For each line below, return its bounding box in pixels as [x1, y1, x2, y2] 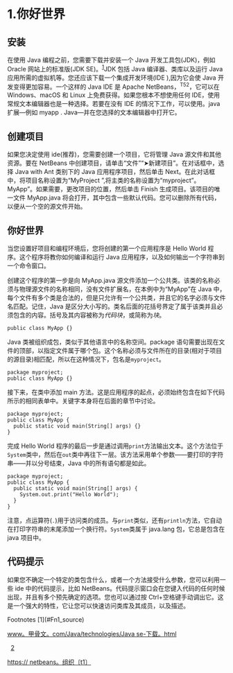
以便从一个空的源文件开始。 [7, 202, 87, 211]
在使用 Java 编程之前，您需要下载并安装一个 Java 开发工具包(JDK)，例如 [7, 56, 216, 64]
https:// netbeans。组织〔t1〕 [7, 658, 92, 666]
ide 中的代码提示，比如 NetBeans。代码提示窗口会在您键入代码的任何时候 [15, 584, 225, 593]
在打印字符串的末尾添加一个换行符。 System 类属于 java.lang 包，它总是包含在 [7, 525, 225, 533]
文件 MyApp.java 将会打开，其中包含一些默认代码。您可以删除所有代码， [12, 193, 221, 202]
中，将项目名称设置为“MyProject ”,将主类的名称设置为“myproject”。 [7, 176, 200, 184]
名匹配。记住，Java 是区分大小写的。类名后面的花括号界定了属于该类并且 [7, 302, 217, 311]
